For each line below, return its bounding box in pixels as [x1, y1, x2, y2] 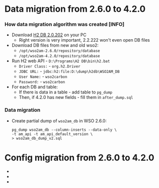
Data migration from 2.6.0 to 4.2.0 [4, 3, 146, 15]
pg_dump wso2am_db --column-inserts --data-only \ [11, 127, 117, 132]
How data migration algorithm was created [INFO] [4, 21, 125, 28]
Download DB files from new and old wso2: [11, 43, 99, 48]
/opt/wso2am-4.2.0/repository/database [19, 54, 100, 59]
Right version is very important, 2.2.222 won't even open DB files [19, 37, 150, 43]
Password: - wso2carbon [19, 79, 65, 85]
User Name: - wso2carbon [19, 73, 68, 79]
